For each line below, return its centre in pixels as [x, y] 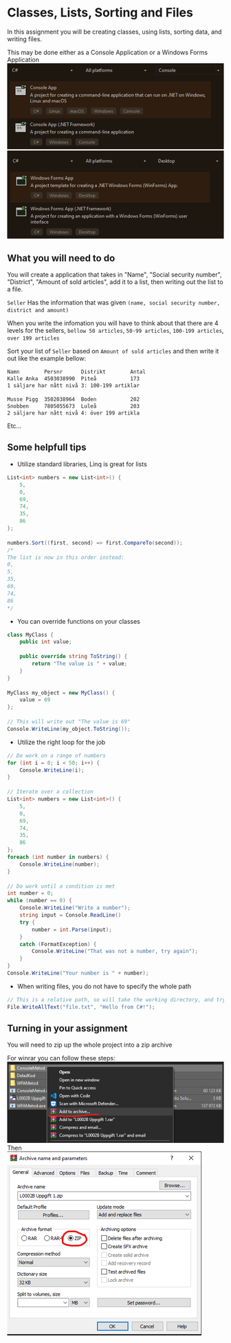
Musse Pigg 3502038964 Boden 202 [73, 400]
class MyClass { [30, 635]
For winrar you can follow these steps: [61, 1058]
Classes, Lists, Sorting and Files [100, 13]
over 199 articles [33, 338]
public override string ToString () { [74, 657]
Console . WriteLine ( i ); [52, 770]
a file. [15, 290]
